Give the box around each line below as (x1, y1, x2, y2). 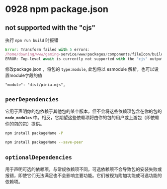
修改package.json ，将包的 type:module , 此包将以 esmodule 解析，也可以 (5, 66, 155, 72)
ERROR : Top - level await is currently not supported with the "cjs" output (5, 56, 164, 61)
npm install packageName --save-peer (5, 140, 83, 145)
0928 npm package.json (5, 3, 108, 15)
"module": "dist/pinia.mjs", (5, 82, 66, 87)
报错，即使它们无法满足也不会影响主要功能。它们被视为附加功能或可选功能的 (5, 173, 162, 178)
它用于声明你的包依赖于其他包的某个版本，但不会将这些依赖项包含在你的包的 (5, 108, 162, 114)
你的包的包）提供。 (5, 121, 45, 127)
